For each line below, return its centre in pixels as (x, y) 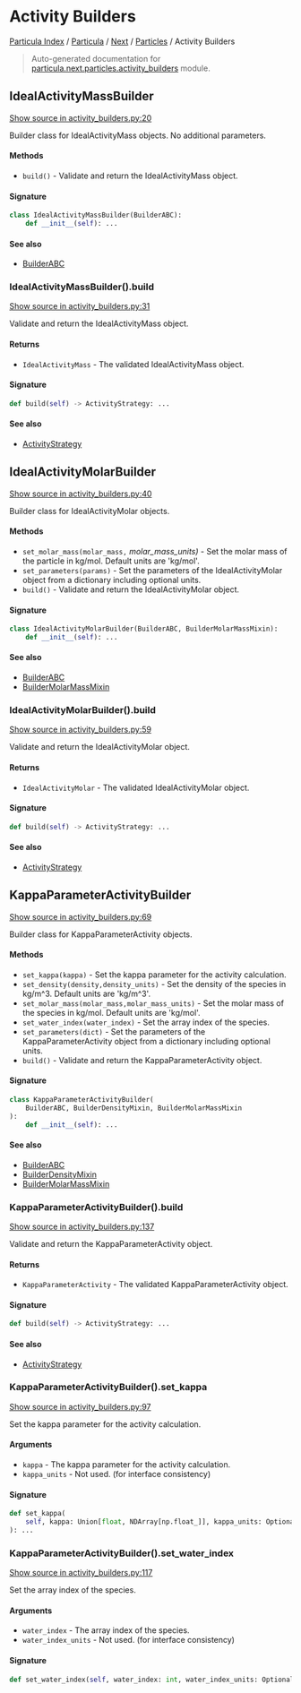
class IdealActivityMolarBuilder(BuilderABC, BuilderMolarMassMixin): (144, 629)
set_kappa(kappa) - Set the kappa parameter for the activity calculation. (154, 975)
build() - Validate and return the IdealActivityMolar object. (131, 589)
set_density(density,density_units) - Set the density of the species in (154, 984)
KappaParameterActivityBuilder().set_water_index (122, 1553)
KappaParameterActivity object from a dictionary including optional (146, 1041)
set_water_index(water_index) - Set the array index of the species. (146, 1022)
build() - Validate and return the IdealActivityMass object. (130, 176)
